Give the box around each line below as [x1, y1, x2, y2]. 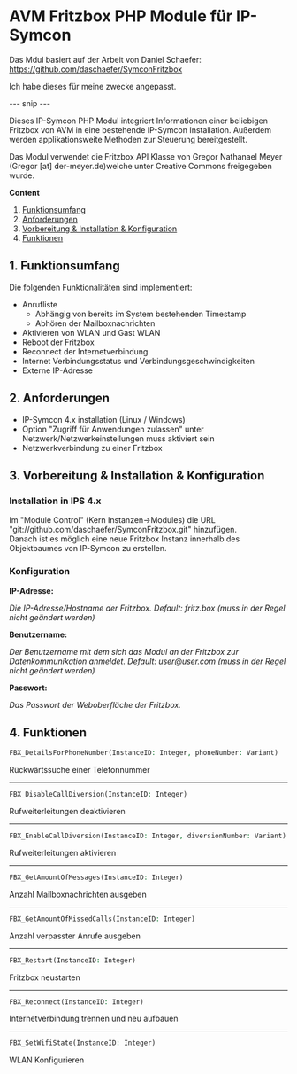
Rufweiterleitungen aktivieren [9, 847, 117, 858]
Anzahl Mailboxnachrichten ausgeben [9, 889, 148, 899]
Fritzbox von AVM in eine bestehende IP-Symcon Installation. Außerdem [9, 124, 272, 135]
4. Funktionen [9, 725, 87, 740]
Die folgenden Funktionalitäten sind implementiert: [9, 282, 193, 292]
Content [9, 187, 40, 198]
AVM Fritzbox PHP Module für [9, 6, 232, 27]
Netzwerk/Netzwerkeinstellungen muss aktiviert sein [21, 432, 215, 444]
